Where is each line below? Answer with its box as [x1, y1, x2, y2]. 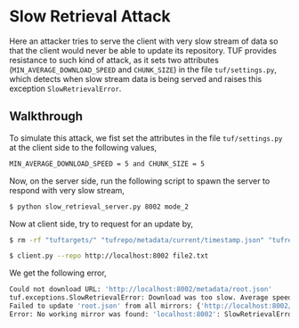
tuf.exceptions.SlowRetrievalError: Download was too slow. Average [9, 293, 269, 302]
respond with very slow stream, [9, 184, 125, 195]
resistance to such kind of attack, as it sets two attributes [9, 54, 220, 65]
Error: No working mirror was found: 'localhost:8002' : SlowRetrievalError [9, 309, 296, 318]
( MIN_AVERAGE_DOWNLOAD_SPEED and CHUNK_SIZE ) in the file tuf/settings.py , [9, 64, 278, 75]
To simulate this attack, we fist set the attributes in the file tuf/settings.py [9, 132, 283, 143]
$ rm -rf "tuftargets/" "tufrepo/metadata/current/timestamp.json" [9, 235, 265, 244]
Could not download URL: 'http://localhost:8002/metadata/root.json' [9, 285, 273, 294]
